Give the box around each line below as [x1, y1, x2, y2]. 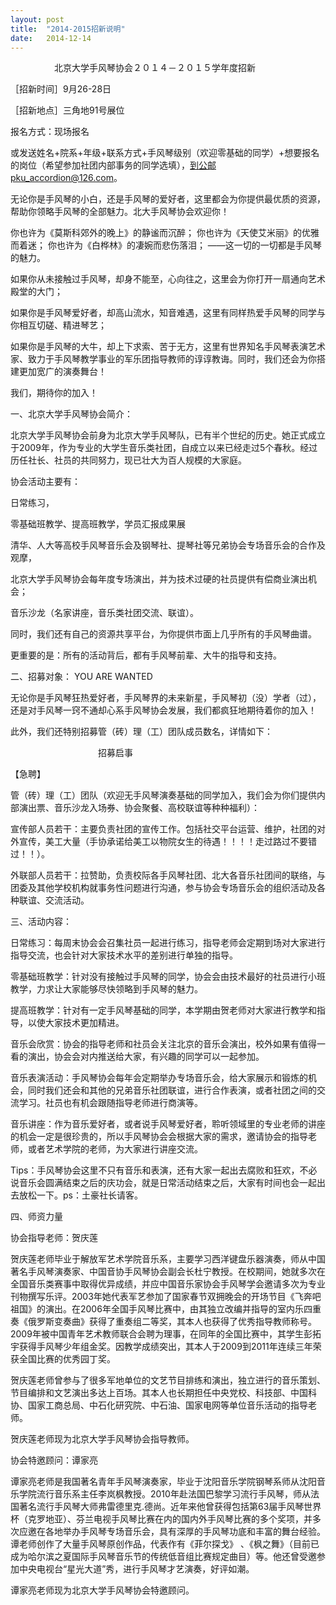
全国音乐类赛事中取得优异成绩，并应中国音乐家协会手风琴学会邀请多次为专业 [10, 1278, 326, 1290]
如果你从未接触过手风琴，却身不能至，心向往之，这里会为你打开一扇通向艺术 [10, 273, 326, 285]
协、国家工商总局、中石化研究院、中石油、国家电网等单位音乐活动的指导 [10, 1399, 308, 1411]
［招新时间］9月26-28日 [10, 83, 112, 95]
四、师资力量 [10, 1211, 63, 1223]
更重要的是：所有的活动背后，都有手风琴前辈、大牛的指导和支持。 [10, 649, 282, 661]
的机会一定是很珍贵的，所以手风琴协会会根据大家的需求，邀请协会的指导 [10, 1131, 308, 1143]
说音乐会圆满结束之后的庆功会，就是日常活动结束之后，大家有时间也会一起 [10, 1177, 317, 1189]
